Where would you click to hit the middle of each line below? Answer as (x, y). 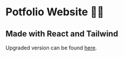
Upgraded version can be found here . (51, 48)
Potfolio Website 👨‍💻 (55, 12)
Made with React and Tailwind (62, 34)
